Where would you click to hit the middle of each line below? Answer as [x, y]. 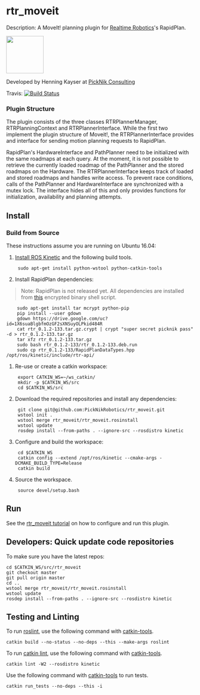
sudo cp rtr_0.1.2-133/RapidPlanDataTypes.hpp [76, 350]
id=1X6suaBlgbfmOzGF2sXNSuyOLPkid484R [54, 324]
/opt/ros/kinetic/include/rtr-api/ [50, 355]
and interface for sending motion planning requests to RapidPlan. [86, 141]
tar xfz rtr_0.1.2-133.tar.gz [55, 339]
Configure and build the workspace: [59, 442]
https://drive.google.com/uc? [70, 319]
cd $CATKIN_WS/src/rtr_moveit [44, 567]
